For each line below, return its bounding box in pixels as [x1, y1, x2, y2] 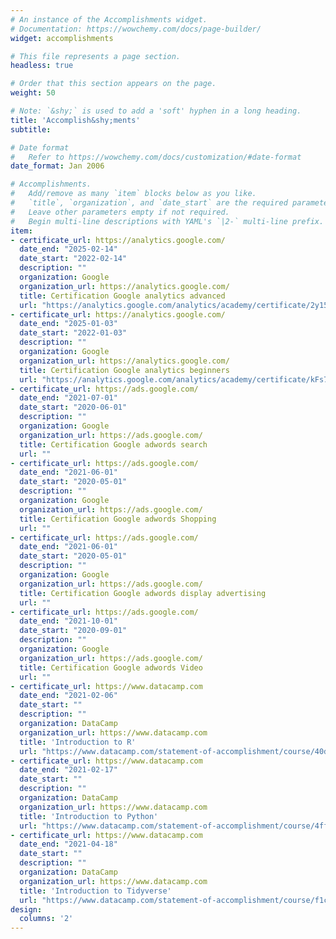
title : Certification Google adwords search [19, 439, 208, 450]
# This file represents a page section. [10, 51, 182, 61]
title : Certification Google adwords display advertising [19, 588, 267, 598]
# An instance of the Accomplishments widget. [10, 14, 208, 25]
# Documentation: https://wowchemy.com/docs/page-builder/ [10, 24, 262, 34]
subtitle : [10, 124, 52, 135]
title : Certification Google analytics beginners [19, 365, 230, 375]
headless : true [10, 61, 74, 71]
